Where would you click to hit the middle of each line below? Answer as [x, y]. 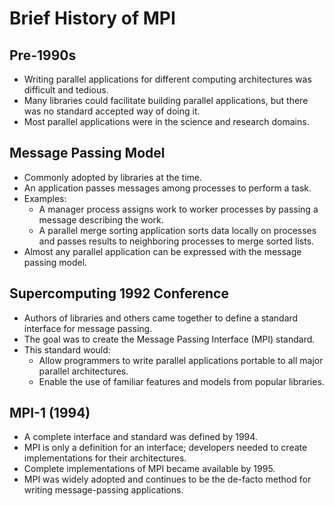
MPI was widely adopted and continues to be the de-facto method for [167, 479]
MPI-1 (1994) [50, 413]
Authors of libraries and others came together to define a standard [161, 318]
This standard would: [67, 349]
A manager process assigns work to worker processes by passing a [178, 209]
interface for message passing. [88, 328]
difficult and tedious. [66, 90]
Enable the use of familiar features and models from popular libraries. [181, 381]
